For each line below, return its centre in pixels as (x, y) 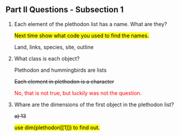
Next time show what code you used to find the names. (81, 36)
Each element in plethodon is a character (64, 81)
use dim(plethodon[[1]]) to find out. (57, 128)
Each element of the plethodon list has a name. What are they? (90, 24)
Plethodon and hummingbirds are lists (60, 70)
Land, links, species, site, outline (54, 47)
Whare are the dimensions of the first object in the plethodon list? (94, 104)
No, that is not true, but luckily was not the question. (78, 93)
